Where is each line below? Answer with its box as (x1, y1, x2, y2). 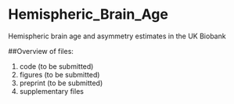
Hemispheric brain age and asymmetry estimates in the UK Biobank (8, 31, 226, 41)
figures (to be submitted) (19, 70, 100, 79)
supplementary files (19, 86, 85, 95)
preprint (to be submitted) (19, 78, 103, 88)
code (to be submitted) (19, 61, 94, 71)
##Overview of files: (8, 46, 74, 56)
